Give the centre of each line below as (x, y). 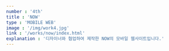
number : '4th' (25, 11)
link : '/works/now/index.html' (45, 33)
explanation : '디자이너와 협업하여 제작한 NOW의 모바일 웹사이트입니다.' (85, 39)
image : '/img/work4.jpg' (38, 28)
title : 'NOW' (23, 17)
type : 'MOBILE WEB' (31, 22)
